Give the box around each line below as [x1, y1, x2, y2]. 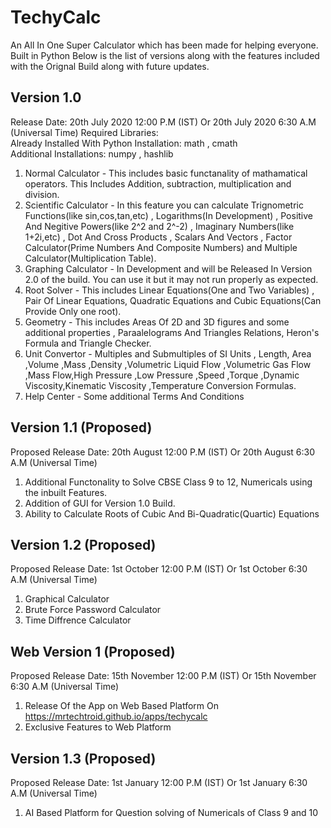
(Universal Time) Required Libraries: [10, 126, 159, 138]
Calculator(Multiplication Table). [24, 252, 157, 264]
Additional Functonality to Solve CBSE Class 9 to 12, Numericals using [24, 476, 313, 488]
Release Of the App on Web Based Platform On [24, 700, 220, 712]
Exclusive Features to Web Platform [24, 721, 172, 733]
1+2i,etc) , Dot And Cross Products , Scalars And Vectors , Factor [24, 231, 293, 243]
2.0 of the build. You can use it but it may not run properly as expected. [24, 273, 319, 285]
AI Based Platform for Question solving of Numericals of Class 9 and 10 [24, 807, 319, 818]
